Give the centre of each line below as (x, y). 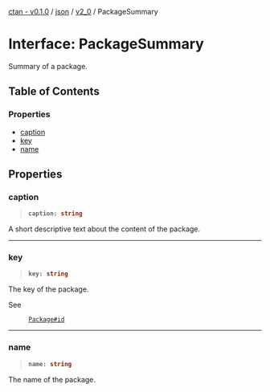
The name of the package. (52, 379)
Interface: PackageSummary (106, 44)
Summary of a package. (48, 66)
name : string (50, 364)
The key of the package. (49, 289)
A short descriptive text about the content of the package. (104, 229)
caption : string (55, 214)
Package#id (47, 320)
